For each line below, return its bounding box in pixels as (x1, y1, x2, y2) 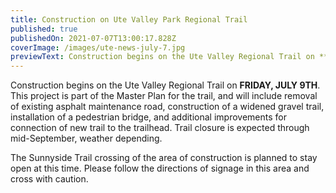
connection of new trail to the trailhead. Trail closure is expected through (10, 122, 310, 134)
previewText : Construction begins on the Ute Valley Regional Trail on (10, 52, 315, 62)
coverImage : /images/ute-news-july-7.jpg (10, 42, 186, 53)
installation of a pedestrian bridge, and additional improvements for (10, 111, 287, 123)
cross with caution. (10, 173, 89, 185)
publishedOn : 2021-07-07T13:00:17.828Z (10, 33, 177, 43)
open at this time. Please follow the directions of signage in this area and (10, 162, 310, 175)
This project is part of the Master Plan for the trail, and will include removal (10, 90, 318, 102)
